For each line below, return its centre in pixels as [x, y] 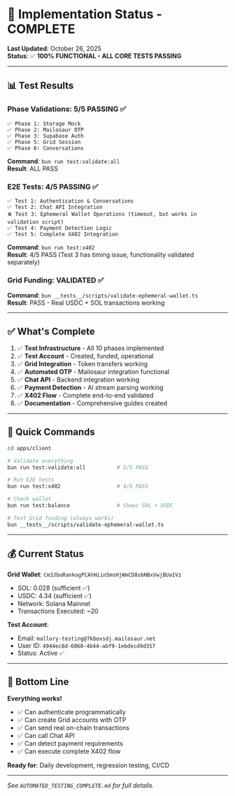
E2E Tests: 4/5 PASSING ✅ [53, 187]
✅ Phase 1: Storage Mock [44, 124]
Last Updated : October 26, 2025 [54, 48]
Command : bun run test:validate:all [64, 161]
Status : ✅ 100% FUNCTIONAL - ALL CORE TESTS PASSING [94, 56]
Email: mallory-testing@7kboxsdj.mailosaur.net [86, 638]
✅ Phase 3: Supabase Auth [45, 136]
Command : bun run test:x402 [51, 247]
